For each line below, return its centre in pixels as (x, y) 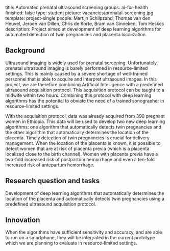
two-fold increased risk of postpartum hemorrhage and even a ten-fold (80, 159)
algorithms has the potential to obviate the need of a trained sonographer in (85, 101)
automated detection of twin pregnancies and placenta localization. (76, 34)
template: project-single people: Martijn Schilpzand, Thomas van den (78, 18)
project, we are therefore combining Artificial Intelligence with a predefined (84, 84)
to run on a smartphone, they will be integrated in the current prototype (80, 238)
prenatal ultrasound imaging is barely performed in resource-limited (77, 68)
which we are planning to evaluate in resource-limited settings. (71, 243)
